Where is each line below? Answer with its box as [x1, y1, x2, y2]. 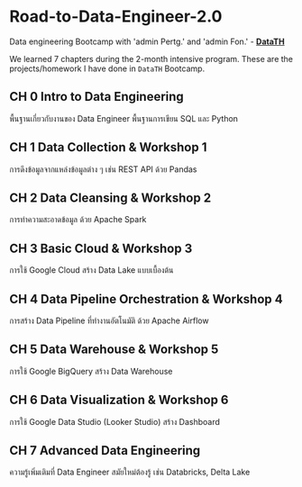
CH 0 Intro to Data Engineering [9, 89, 185, 104]
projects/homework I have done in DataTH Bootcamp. [9, 63, 206, 74]
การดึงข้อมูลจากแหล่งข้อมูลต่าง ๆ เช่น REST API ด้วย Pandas [9, 164, 197, 175]
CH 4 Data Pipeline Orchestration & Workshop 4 [9, 291, 283, 307]
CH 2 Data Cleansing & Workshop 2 [9, 190, 212, 205]
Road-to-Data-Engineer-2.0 [9, 6, 223, 27]
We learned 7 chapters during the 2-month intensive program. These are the [9, 53, 294, 64]
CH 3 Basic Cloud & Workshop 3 [9, 240, 193, 256]
